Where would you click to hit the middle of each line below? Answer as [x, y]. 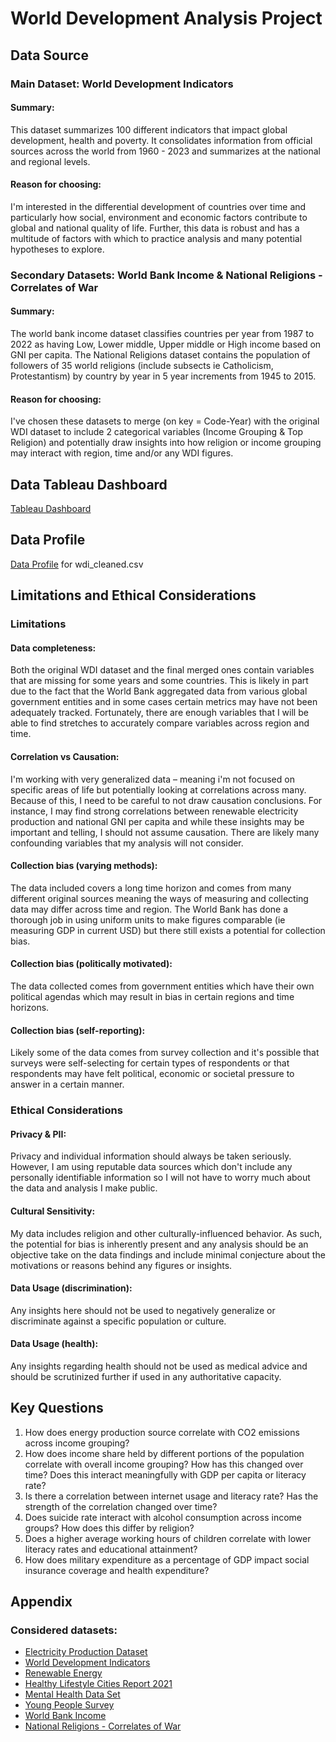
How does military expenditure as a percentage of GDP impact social [167, 1559]
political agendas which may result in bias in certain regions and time [152, 996]
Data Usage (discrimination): [71, 1288]
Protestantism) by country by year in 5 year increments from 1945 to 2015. [163, 376]
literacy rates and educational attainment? [111, 1549]
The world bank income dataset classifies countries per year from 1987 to [162, 334]
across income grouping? [77, 1443]
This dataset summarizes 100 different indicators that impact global [149, 129]
